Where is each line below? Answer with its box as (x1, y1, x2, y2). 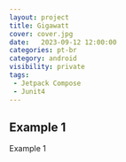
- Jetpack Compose (12, 79, 82, 88)
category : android (9, 54, 77, 63)
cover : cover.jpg (9, 29, 74, 38)
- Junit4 (12, 87, 46, 96)
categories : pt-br (9, 46, 77, 55)
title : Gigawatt (9, 21, 69, 30)
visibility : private (9, 63, 86, 72)
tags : (9, 71, 29, 80)
